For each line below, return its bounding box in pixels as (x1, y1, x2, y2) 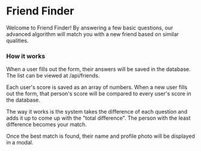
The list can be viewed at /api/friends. (6, 72, 100, 79)
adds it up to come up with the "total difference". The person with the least (6, 114, 191, 122)
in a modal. (6, 139, 34, 146)
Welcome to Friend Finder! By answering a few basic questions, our (6, 24, 173, 31)
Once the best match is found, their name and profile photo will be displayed (6, 132, 195, 140)
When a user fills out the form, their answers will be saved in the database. (6, 66, 191, 73)
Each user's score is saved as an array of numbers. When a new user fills (6, 84, 188, 91)
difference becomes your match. (6, 121, 87, 128)
